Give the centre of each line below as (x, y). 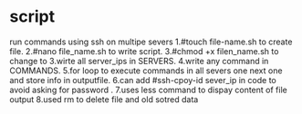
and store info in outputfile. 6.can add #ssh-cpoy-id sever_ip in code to (143, 80)
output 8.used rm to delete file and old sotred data (104, 99)
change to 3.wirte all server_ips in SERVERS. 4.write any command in (139, 61)
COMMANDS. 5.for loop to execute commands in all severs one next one (146, 71)
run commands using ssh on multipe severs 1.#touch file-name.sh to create (151, 42)
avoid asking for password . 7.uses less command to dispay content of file (148, 90)
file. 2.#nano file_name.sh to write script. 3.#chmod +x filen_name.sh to (144, 51)
